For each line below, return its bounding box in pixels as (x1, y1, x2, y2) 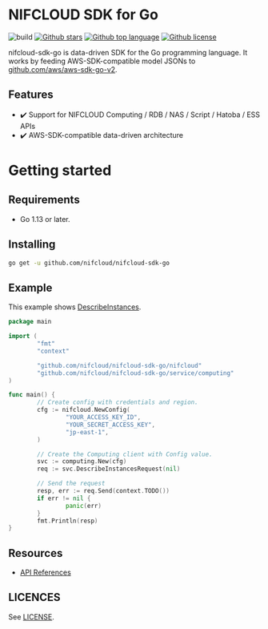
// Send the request (37, 479, 106, 488)
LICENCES (8, 591, 62, 604)
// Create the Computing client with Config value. (37, 450, 214, 458)
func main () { (8, 391, 56, 399)
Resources (8, 546, 63, 560)
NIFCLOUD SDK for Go (8, 6, 158, 24)
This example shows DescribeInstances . (8, 302, 142, 312)
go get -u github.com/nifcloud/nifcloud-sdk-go (8, 259, 170, 267)
